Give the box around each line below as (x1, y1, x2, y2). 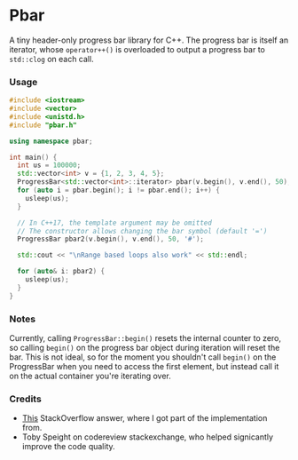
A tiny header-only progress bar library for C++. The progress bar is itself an (9, 35, 289, 45)
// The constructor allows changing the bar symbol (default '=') (17, 226, 268, 235)
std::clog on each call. (9, 53, 95, 64)
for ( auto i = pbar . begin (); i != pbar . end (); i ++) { (17, 186, 220, 195)
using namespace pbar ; (9, 137, 93, 146)
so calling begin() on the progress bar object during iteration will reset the (9, 343, 280, 353)
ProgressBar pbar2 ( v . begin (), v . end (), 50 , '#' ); (17, 234, 204, 244)
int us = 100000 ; (17, 161, 82, 170)
